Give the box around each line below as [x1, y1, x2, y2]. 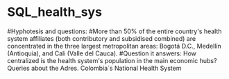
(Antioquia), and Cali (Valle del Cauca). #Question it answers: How [7, 49, 196, 58]
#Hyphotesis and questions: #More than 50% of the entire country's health [7, 27, 222, 35]
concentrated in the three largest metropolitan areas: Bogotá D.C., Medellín [7, 42, 222, 50]
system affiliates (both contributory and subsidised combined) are [7, 34, 196, 42]
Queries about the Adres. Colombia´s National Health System [7, 64, 182, 72]
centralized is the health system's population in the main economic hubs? [7, 56, 217, 64]
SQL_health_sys [7, 4, 103, 20]
